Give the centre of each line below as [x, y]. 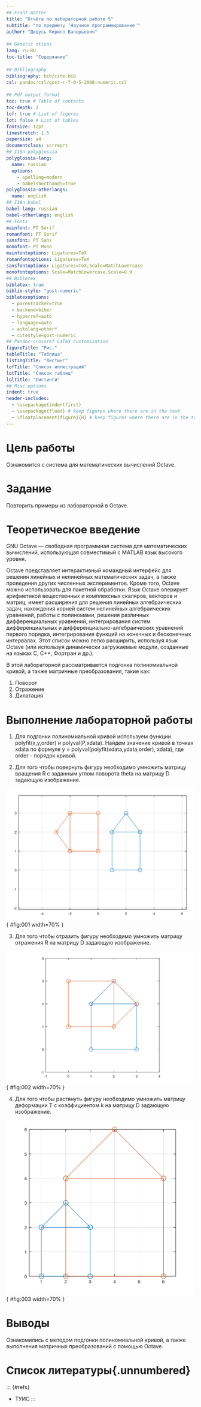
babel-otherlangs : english [40, 215]
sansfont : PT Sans [29, 240]
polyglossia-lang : [29, 158]
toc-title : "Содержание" [37, 57]
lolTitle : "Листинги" [33, 380]
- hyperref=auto [32, 316]
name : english [29, 196]
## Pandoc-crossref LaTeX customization [57, 342]
